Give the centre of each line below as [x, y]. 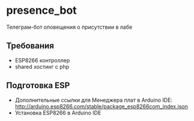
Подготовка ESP [38, 85]
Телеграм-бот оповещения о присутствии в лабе [69, 27]
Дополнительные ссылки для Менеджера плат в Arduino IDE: [94, 100]
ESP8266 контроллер [42, 60]
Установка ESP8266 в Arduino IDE [58, 113]
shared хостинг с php [42, 66]
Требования [30, 46]
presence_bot [41, 10]
